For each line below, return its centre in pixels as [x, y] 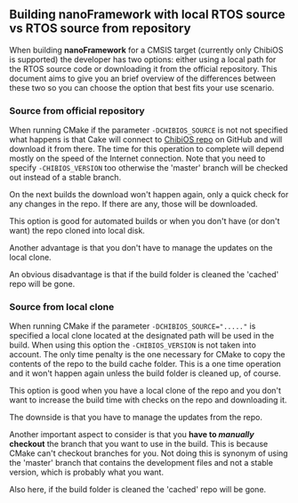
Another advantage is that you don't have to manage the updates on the [141, 248]
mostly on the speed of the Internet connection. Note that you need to [137, 158]
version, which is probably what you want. [87, 472]
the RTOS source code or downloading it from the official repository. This [143, 68]
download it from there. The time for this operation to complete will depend [147, 149]
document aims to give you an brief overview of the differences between [142, 78]
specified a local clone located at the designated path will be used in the [141, 336]
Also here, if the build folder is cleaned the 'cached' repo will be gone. [138, 490]
